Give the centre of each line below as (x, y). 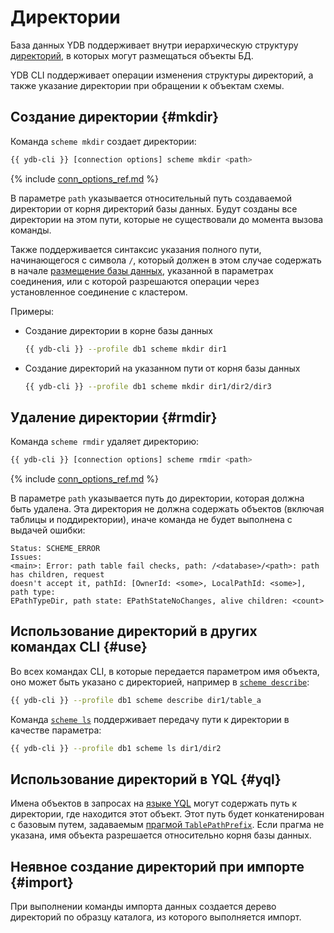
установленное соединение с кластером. (99, 292)
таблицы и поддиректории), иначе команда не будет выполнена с (151, 520)
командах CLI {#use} (79, 647)
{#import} (42, 882)
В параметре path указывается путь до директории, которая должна (157, 498)
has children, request (57, 575)
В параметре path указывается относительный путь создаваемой (151, 198)
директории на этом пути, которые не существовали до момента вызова (167, 219)
